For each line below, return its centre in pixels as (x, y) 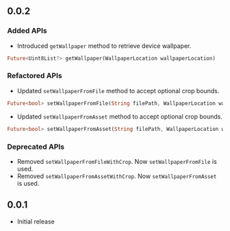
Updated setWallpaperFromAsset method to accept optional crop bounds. (119, 117)
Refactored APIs (35, 76)
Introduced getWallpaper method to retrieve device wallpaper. (104, 46)
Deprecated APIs (36, 147)
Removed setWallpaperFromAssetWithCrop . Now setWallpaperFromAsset (117, 176)
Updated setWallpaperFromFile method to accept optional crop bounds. (118, 90)
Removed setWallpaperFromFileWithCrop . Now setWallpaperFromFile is (117, 161)
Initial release (36, 221)
